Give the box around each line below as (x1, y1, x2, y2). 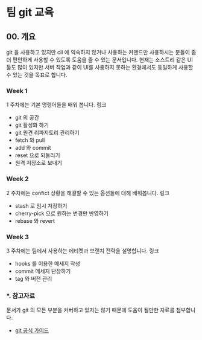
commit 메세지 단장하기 (14, 267, 71, 275)
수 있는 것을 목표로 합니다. (6, 71, 68, 79)
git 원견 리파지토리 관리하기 (14, 129, 80, 136)
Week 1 (6, 86, 28, 95)
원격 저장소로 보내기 (14, 159, 62, 167)
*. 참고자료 (6, 291, 35, 300)
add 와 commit (14, 144, 51, 152)
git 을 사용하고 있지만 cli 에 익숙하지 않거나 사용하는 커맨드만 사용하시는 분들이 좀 (6, 49, 197, 56)
